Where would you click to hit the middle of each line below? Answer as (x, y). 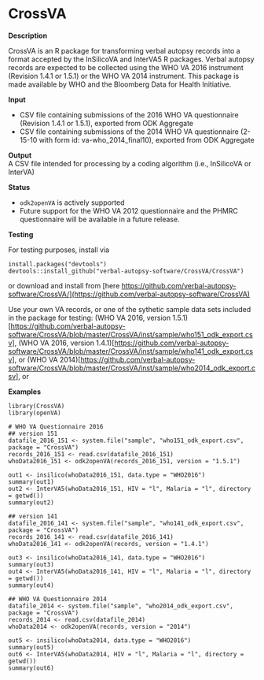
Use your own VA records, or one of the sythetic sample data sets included (130, 309)
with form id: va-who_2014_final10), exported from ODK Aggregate (147, 139)
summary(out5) (31, 647)
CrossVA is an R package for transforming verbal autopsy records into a (125, 50)
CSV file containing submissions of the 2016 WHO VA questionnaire (129, 114)
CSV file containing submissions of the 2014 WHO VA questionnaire (129, 132)
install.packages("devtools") (58, 264)
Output (20, 155)
